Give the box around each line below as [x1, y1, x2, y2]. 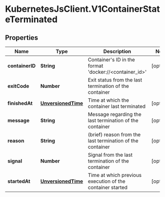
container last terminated [87, 103, 146, 110]
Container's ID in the [87, 56, 135, 63]
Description [103, 48, 132, 55]
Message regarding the [87, 111, 141, 117]
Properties [5, 33, 38, 42]
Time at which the [87, 97, 129, 104]
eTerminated [5, 14, 58, 25]
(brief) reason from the [87, 131, 141, 138]
